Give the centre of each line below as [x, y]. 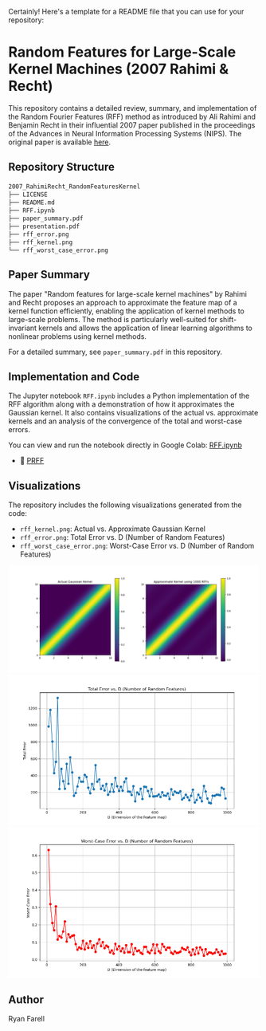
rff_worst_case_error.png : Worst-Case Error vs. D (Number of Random [137, 546]
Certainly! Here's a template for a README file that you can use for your [126, 12]
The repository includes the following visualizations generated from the [125, 505]
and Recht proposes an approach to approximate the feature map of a [123, 302]
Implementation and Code [74, 377]
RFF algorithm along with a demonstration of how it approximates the [121, 404]
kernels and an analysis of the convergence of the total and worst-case [125, 421]
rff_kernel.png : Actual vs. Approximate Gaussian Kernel [112, 529]
